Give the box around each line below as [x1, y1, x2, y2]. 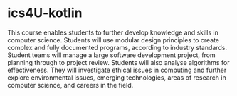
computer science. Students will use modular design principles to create [7, 35, 219, 44]
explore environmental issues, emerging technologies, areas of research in [7, 73, 226, 82]
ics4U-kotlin [7, 5, 83, 21]
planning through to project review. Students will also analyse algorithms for [7, 58, 230, 66]
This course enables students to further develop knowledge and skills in [7, 28, 218, 37]
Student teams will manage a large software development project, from [7, 51, 216, 59]
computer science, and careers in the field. [7, 80, 134, 89]
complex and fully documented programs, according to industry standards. [7, 43, 228, 52]
